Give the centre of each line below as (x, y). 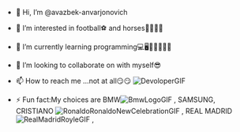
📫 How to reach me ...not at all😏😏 (73, 81)
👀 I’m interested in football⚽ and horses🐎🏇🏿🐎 (89, 28)
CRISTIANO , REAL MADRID (124, 111)
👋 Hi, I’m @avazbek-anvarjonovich (71, 12)
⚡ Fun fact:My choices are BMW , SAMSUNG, (115, 100)
